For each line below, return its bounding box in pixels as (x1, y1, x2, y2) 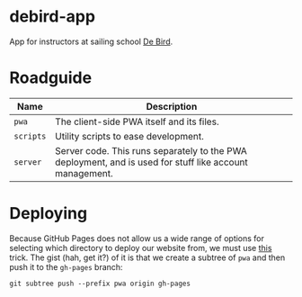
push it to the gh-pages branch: (9, 261, 123, 272)
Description (146, 100, 198, 112)
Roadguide (9, 67, 93, 88)
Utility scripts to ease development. (55, 130, 205, 142)
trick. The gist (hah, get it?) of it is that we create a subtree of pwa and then (9, 252, 286, 263)
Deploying (9, 203, 88, 224)
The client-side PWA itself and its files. (55, 115, 219, 128)
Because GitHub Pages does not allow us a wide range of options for (9, 232, 265, 244)
